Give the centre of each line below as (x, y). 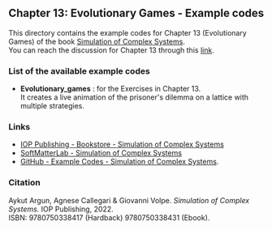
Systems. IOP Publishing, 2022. (61, 209)
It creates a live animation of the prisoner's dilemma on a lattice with (134, 97)
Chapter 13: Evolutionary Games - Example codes (136, 13)
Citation (24, 183)
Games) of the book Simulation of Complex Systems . (97, 41)
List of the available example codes (79, 70)
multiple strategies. (52, 106)
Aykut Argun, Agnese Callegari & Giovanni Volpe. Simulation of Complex (129, 200)
